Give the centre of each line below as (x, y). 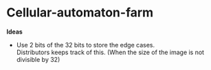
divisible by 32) (38, 59)
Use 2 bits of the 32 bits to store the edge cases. (86, 45)
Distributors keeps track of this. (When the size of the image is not (110, 52)
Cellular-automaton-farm (80, 13)
